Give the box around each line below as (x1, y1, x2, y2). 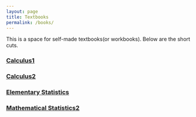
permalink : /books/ (6, 19, 54, 25)
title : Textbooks (6, 14, 49, 20)
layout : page (6, 8, 38, 15)
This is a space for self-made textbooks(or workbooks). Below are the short (6, 36, 191, 43)
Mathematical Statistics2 (6, 104, 80, 112)
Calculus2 (6, 72, 36, 81)
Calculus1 (6, 56, 35, 65)
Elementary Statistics (6, 88, 70, 96)
